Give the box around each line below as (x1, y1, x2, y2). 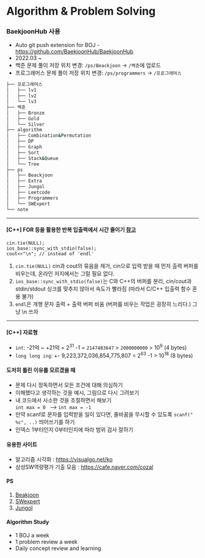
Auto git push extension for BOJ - (15, 42, 100, 49)
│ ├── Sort (6, 150, 40, 156)
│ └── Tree (6, 161, 40, 167)
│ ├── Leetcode (6, 189, 51, 196)
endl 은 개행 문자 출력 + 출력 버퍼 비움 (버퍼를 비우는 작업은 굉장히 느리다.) (15, 300, 191, 308)
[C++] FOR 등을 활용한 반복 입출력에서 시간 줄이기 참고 (6, 226, 136, 233)
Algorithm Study (6, 518, 49, 526)
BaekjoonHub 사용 (6, 27, 60, 36)
